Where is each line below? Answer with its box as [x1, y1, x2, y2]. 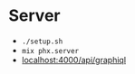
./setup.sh [21, 37, 63, 46]
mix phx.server [21, 46, 80, 55]
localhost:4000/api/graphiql [21, 54, 127, 65]
